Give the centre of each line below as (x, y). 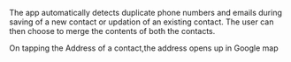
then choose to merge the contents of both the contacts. (112, 31)
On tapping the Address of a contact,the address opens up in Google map (144, 48)
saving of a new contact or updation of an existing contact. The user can (142, 22)
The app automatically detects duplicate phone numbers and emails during (146, 13)
